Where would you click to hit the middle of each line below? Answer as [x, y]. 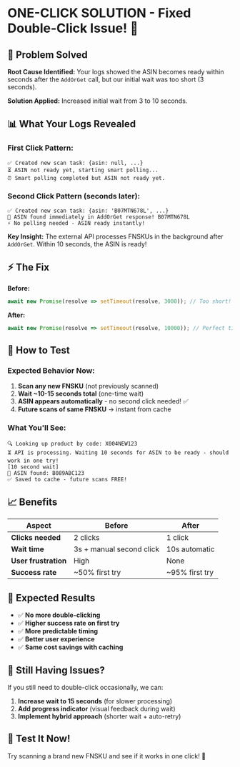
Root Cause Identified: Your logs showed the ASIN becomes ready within [116, 72]
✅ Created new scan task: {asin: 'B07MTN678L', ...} [88, 211]
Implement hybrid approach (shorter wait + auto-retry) [99, 716]
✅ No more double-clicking [59, 615]
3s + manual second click [116, 549]
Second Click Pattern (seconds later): [74, 196]
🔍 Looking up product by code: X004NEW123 [72, 443]
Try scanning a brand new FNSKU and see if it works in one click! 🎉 [106, 756]
